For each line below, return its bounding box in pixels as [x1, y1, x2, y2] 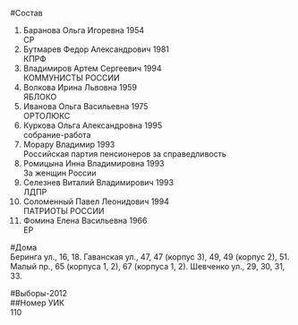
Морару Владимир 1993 [22, 139, 115, 150]
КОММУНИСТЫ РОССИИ [22, 73, 120, 83]
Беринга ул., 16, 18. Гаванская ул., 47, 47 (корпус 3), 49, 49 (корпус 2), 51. [10, 252, 290, 262]
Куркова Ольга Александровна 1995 [22, 120, 163, 131]
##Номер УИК [10, 297, 65, 308]
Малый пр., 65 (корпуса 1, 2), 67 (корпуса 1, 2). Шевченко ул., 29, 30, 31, [10, 261, 285, 271]
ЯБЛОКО [22, 91, 57, 102]
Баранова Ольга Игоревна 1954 [22, 25, 145, 35]
